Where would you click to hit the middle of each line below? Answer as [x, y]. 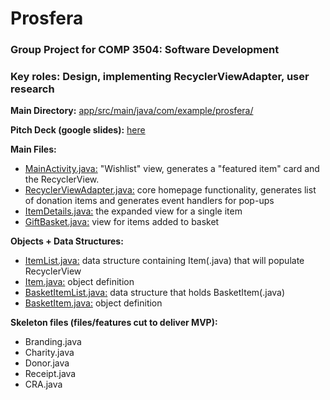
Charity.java [49, 353]
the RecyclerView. [62, 179]
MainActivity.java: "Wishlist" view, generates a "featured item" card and [172, 169]
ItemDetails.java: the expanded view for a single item [133, 211]
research [32, 89]
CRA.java [43, 384]
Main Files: [33, 149]
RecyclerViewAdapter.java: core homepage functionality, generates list [170, 190]
